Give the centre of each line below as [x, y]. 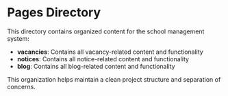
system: [18, 38]
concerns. [22, 86]
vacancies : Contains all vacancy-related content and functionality [110, 52]
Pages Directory [54, 13]
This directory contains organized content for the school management [106, 31]
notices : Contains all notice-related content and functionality [103, 59]
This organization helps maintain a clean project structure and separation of [114, 79]
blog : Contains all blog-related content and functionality [96, 66]
